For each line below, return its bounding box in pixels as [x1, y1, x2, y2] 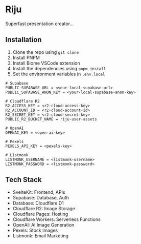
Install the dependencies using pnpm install [12, 65, 106, 71]
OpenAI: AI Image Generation [12, 221, 75, 228]
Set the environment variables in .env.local [12, 71, 105, 77]
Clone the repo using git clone [12, 49, 79, 55]
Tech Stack [5, 175, 42, 184]
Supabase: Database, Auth [12, 194, 69, 200]
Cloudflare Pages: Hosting [12, 211, 68, 217]
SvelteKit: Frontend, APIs [12, 189, 65, 195]
